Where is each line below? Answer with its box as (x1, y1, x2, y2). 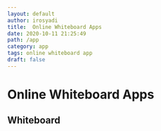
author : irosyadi (7, 17, 58, 24)
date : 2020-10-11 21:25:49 (7, 30, 86, 37)
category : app (7, 43, 49, 50)
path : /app (7, 37, 39, 44)
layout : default (7, 10, 55, 18)
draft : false (7, 56, 46, 63)
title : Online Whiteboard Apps (7, 23, 102, 30)
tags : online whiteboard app (7, 50, 93, 57)
